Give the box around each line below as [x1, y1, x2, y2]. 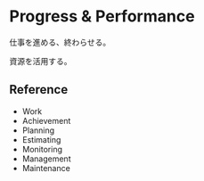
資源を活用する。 [9, 55, 72, 66]
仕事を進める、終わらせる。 [9, 37, 111, 47]
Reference [9, 82, 69, 97]
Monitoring [21, 144, 62, 154]
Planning [21, 125, 55, 136]
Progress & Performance [9, 6, 195, 27]
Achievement [21, 115, 71, 126]
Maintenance [21, 162, 71, 173]
